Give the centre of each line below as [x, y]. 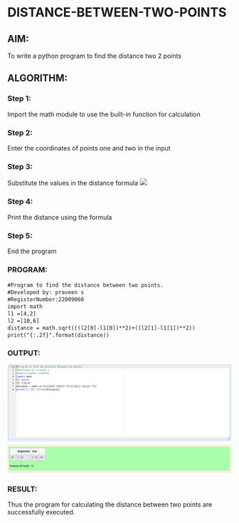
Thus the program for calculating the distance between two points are [110, 504]
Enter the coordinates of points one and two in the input [89, 148]
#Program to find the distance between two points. [85, 285]
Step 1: [19, 98]
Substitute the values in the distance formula [73, 183]
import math [25, 307]
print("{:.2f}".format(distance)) [59, 335]
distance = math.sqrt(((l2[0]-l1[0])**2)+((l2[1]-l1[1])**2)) [101, 328]
